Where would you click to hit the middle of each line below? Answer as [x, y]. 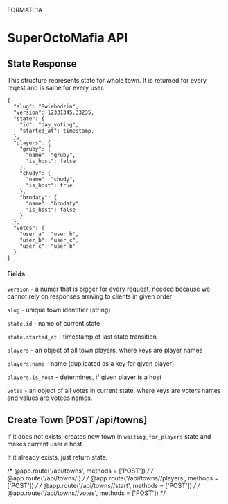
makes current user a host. [46, 444]
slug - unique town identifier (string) [59, 310]
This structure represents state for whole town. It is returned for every [107, 80]
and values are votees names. [50, 398]
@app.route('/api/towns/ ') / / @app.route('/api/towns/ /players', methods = [113, 478]
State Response [42, 64]
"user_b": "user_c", [49, 240]
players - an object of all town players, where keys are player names [105, 351]
